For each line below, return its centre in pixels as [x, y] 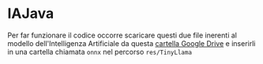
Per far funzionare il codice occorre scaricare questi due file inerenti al [122, 35]
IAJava [31, 14]
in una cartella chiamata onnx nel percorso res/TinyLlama [100, 52]
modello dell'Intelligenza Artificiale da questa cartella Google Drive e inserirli [131, 43]
